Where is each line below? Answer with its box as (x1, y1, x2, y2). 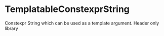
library (5, 25, 18, 31)
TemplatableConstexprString (5, 3, 130, 15)
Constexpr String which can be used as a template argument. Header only (5, 20, 159, 26)
